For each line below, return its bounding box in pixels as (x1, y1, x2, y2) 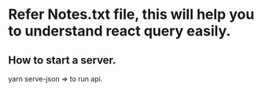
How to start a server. (8, 53, 116, 67)
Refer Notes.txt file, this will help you (8, 5, 255, 24)
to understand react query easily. (8, 22, 231, 40)
